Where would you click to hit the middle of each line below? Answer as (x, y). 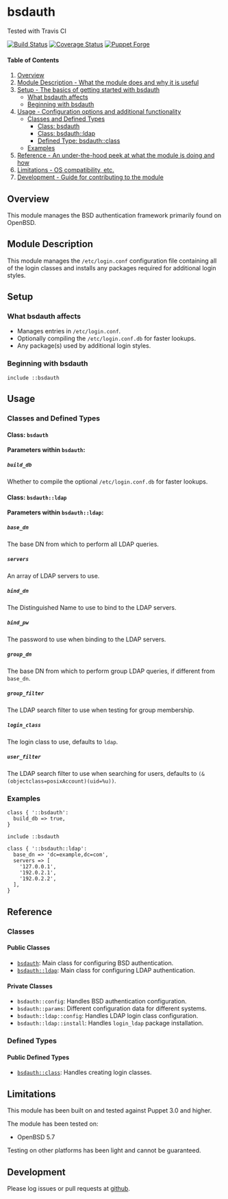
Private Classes (30, 986)
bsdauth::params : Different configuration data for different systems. (112, 1008)
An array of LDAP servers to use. (53, 576)
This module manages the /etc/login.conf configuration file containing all (112, 261)
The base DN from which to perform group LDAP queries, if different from (111, 671)
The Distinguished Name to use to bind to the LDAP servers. (92, 608)
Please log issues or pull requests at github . (68, 1188)
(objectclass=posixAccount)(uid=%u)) (61, 782)
